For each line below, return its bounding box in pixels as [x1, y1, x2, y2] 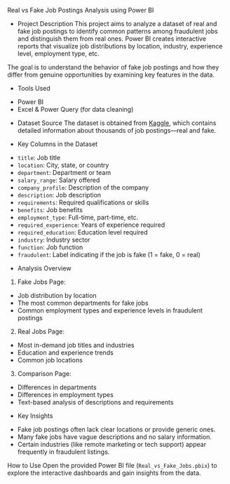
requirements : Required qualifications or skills [17, 198, 149, 207]
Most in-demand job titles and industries [17, 341, 135, 349]
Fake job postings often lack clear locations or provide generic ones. [17, 425, 216, 433]
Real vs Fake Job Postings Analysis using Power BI [7, 6, 154, 14]
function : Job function [17, 243, 83, 251]
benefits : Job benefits [17, 206, 83, 214]
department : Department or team [17, 169, 111, 176]
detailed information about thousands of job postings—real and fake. [17, 126, 217, 134]
